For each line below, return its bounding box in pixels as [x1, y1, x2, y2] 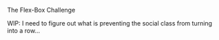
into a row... [7, 27, 40, 34]
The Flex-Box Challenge [7, 6, 76, 14]
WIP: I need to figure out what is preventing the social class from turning [7, 19, 212, 27]
